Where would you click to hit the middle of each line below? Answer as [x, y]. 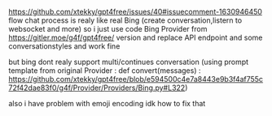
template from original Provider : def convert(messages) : [105, 71]
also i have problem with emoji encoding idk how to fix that [107, 103]
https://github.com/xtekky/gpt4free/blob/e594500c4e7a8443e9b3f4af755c [136, 79]
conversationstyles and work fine [64, 46]
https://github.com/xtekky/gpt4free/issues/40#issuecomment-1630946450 [136, 12]
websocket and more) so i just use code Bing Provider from [108, 29]
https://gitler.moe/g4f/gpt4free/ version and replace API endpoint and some [136, 37]
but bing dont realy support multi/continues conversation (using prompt [129, 62]
